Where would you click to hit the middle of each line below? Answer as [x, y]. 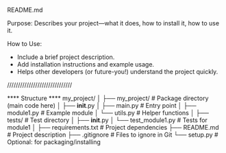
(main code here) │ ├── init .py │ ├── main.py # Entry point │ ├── [102, 105]
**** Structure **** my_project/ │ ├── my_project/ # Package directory [108, 98]
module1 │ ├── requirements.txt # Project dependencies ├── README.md [113, 127]
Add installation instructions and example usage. [86, 64]
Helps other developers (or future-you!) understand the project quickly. [117, 72]
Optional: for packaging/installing [54, 142]
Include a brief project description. [66, 57]
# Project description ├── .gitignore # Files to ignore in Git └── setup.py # [113, 134]
